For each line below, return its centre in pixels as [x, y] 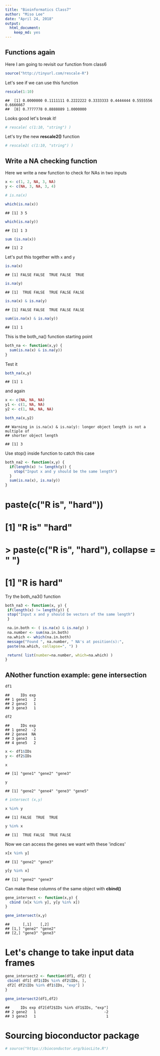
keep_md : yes [27, 32]
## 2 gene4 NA [21, 734]
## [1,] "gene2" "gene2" [30, 929]
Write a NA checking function [51, 161]
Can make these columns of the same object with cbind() [63, 888]
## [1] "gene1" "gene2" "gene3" [38, 774]
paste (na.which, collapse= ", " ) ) [42, 646]
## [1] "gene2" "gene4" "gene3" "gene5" [47, 791]
